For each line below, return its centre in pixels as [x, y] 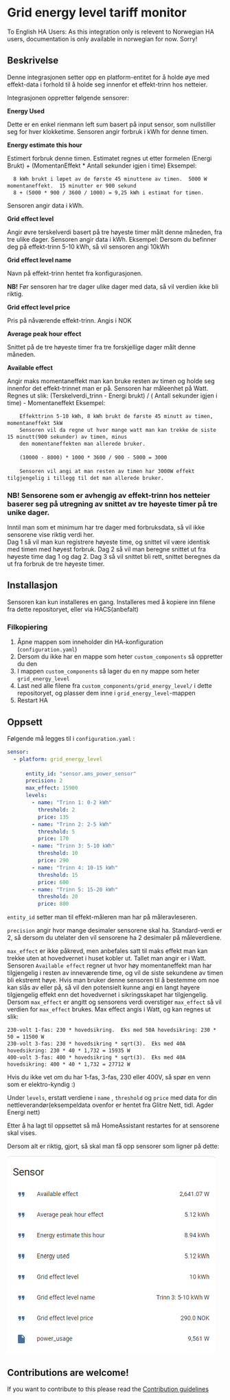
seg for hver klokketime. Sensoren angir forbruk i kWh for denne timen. [108, 131]
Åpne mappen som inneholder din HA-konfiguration [90, 642]
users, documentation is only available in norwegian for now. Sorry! [102, 38]
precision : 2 [44, 781]
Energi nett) [24, 1112]
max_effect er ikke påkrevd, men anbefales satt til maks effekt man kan [107, 951]
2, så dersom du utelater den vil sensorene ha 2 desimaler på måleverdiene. [114, 938]
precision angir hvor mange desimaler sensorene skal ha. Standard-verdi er [115, 930]
